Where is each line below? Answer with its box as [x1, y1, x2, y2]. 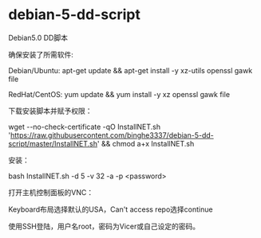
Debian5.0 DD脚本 [8, 33, 68, 42]
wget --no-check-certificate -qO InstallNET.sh [8, 122, 161, 131]
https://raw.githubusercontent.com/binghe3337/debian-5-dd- [10, 130, 214, 140]
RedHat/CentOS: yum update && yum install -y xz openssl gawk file [8, 89, 230, 99]
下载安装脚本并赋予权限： [8, 106, 93, 115]
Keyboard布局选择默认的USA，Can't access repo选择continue [8, 205, 213, 214]
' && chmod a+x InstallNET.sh [97, 139, 195, 148]
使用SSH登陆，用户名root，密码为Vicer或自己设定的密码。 [8, 221, 200, 231]
